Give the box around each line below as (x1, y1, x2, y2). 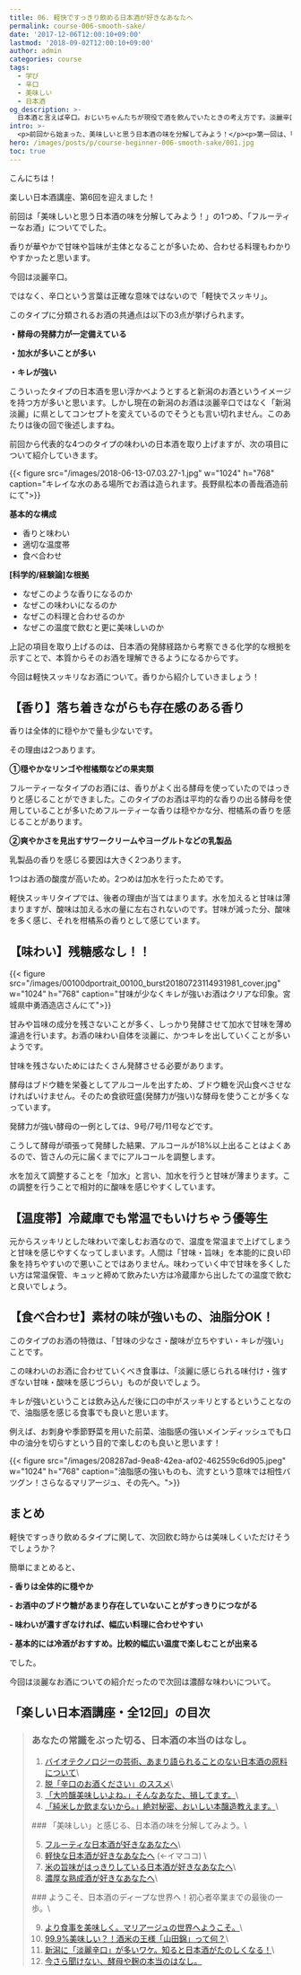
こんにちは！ (9, 172, 56, 183)
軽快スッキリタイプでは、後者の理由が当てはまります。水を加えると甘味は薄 (9, 892, 291, 903)
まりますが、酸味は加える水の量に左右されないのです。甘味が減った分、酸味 (9, 904, 291, 915)
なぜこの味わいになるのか (21, 599, 117, 610)
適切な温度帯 (21, 539, 70, 549)
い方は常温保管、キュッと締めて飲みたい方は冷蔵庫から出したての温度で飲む (9, 1269, 292, 1280)
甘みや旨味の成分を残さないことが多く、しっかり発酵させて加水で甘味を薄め (9, 1019, 292, 1030)
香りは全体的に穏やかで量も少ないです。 (9, 725, 159, 736)
